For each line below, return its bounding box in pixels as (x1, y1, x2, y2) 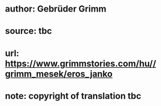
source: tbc (5, 26, 52, 37)
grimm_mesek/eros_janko (5, 68, 113, 79)
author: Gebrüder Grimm (5, 3, 107, 15)
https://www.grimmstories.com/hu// (5, 58, 157, 69)
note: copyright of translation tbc (5, 91, 142, 101)
